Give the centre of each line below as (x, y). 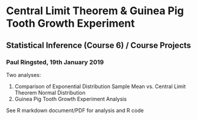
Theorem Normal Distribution (50, 92)
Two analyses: (24, 74)
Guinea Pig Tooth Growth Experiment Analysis (70, 99)
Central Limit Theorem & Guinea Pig (95, 11)
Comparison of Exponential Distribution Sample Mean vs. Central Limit (100, 86)
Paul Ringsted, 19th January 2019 (55, 62)
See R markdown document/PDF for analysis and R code (75, 110)
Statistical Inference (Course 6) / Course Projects (99, 45)
